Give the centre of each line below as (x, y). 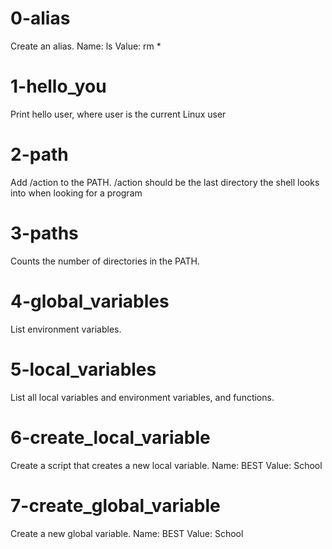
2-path (39, 154)
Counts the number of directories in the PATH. (105, 261)
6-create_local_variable (110, 437)
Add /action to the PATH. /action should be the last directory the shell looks (165, 182)
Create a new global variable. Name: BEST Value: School (127, 533)
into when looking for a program (76, 193)
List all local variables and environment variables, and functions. (142, 397)
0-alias (40, 18)
